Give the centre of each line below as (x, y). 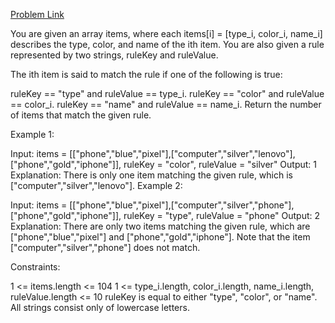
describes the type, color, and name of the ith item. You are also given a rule (167, 44)
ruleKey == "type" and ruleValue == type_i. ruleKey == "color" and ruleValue (167, 93)
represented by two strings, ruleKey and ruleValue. (114, 55)
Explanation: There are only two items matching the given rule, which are (160, 226)
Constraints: (35, 267)
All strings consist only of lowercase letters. (100, 307)
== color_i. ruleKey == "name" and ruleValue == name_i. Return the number (166, 104)
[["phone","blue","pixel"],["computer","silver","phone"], (182, 205)
